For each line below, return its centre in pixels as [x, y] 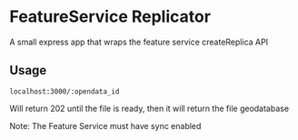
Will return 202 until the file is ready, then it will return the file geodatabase [149, 108]
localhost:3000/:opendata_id [65, 91]
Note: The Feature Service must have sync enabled [105, 125]
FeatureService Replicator [110, 17]
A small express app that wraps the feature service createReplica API [139, 42]
